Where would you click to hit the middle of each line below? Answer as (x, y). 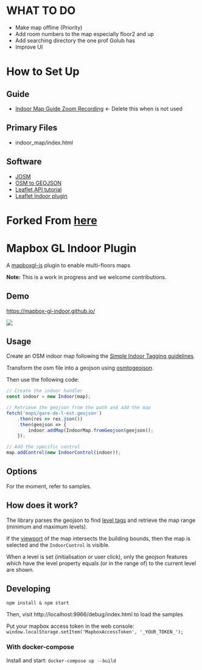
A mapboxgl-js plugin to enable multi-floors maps (68, 265)
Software (24, 162)
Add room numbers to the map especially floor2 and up (84, 34)
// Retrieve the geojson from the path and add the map (78, 408)
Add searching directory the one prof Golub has (75, 40)
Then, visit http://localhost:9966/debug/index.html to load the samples (95, 614)
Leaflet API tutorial (38, 189)
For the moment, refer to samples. (49, 486)
